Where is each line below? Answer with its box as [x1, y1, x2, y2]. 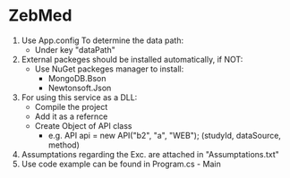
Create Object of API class [34, 120, 132, 131]
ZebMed [8, 5, 72, 26]
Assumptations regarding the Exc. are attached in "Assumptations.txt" [21, 148, 279, 159]
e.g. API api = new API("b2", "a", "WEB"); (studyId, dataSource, [47, 130, 281, 140]
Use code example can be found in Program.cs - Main [21, 158, 221, 169]
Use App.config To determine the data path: [21, 35, 184, 46]
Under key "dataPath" [34, 44, 115, 55]
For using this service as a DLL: [21, 91, 138, 103]
